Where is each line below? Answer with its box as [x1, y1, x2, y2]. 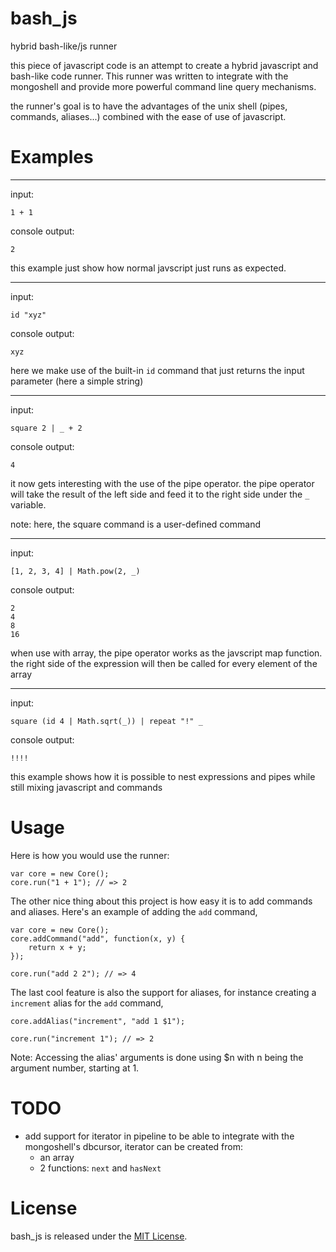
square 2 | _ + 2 [10, 423, 83, 433]
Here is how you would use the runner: [10, 849, 170, 861]
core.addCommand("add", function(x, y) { [10, 933, 186, 944]
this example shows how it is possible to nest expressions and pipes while [10, 770, 316, 782]
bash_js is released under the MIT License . [10, 1230, 188, 1242]
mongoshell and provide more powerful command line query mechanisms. [10, 80, 317, 92]
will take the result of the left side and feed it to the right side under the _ [10, 488, 310, 500]
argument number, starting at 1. [10, 1062, 140, 1074]
